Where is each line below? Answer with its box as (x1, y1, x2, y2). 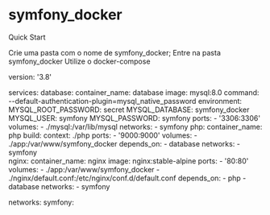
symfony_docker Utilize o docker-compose (8, 56, 151, 66)
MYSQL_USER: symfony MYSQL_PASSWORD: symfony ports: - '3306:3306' (8, 113, 260, 122)
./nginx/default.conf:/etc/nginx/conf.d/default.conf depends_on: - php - (8, 173, 247, 183)
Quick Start (8, 32, 46, 42)
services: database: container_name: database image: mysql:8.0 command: (8, 87, 260, 97)
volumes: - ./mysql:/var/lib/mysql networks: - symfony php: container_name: (8, 122, 263, 131)
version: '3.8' (8, 72, 52, 81)
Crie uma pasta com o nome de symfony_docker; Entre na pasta (8, 48, 222, 57)
